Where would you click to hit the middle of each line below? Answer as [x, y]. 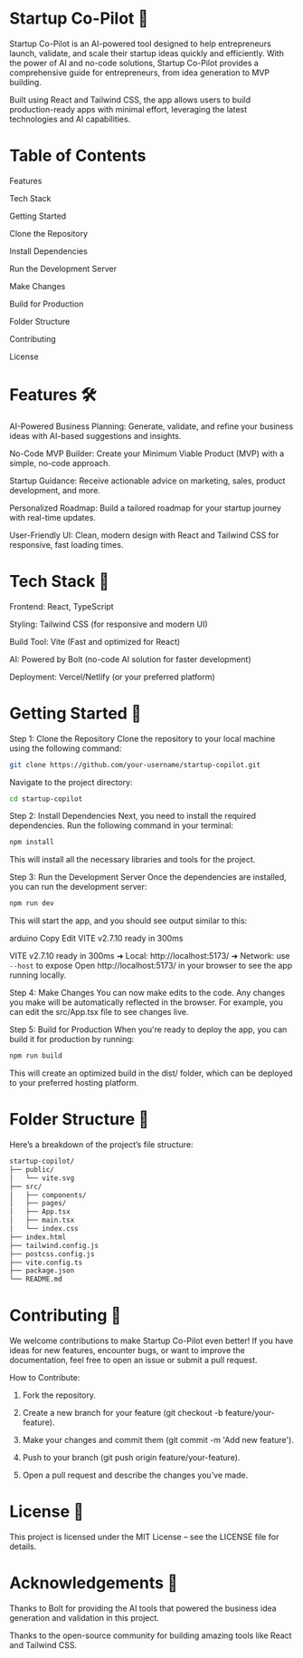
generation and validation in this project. [85, 1617]
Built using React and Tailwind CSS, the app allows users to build [130, 100]
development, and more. [55, 490]
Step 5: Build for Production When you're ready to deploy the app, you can [148, 1029]
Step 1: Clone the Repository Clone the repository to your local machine [142, 738]
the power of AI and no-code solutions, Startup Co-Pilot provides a [134, 63]
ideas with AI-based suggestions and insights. [95, 435]
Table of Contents [78, 156]
